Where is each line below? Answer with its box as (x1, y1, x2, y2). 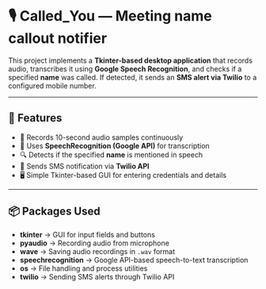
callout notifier (8, 29, 108, 48)
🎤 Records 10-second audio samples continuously (19, 133, 184, 142)
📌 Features (8, 111, 63, 125)
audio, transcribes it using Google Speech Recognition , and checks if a (8, 64, 242, 73)
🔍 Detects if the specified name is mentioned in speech (19, 149, 203, 160)
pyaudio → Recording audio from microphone (19, 238, 170, 248)
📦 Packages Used (8, 205, 101, 218)
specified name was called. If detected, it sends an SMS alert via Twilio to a (8, 72, 257, 82)
